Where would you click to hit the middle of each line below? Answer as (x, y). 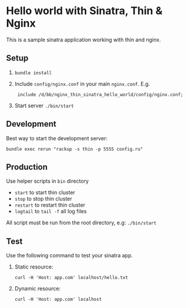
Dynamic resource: (37, 289)
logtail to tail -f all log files (51, 211)
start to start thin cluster (45, 193)
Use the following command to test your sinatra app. (70, 256)
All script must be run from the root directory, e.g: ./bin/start (81, 223)
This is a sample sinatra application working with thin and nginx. (83, 39)
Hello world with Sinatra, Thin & (84, 11)
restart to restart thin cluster (50, 205)
